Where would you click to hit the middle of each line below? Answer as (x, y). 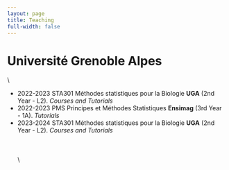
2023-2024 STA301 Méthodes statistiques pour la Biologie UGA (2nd (116, 123)
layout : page (26, 14)
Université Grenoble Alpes (85, 61)
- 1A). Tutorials (38, 116)
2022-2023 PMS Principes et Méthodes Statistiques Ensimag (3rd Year (119, 108)
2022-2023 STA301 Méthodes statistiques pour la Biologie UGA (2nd (116, 94)
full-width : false (34, 26)
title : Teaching (31, 20)
